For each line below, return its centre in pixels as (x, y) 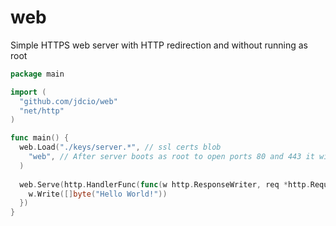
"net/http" (42, 111)
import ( (28, 92)
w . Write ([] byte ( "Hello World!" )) (98, 194)
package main (37, 74)
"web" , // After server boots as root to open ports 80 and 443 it (171, 157)
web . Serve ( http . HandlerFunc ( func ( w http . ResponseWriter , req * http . (165, 184)
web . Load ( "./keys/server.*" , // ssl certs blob (120, 147)
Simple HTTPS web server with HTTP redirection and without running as (159, 45)
